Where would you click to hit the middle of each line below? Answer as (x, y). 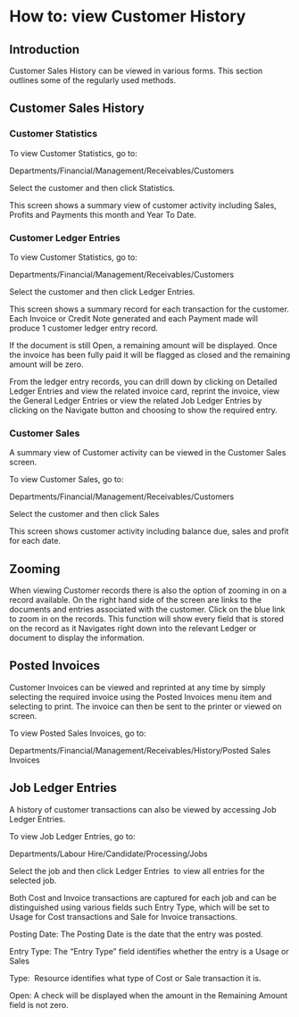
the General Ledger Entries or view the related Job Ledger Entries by (136, 400)
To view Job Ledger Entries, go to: (72, 836)
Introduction (45, 50)
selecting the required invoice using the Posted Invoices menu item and (141, 696)
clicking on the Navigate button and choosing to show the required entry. (144, 410)
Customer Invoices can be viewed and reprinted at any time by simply (137, 687)
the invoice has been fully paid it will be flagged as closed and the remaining (150, 354)
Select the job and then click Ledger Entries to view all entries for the (137, 871)
